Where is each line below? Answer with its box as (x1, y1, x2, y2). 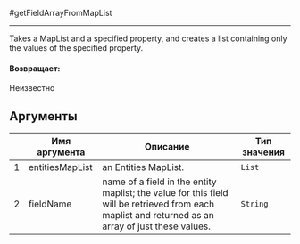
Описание (144, 141, 190, 153)
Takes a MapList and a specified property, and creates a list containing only (9, 33, 287, 44)
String (240, 199, 269, 209)
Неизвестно (9, 83, 55, 94)
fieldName (28, 198, 72, 210)
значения (242, 146, 286, 159)
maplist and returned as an (102, 209, 214, 222)
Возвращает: (9, 62, 61, 74)
